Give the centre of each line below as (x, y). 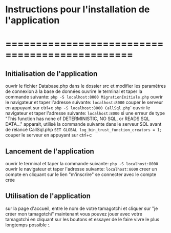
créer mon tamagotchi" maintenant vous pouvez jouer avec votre (74, 213)
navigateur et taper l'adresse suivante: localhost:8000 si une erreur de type (85, 113)
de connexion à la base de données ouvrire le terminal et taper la (74, 91)
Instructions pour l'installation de (78, 9)
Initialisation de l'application (51, 74)
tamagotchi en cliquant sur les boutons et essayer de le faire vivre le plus (82, 219)
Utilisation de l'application (48, 196)
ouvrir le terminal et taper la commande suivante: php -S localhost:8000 (82, 163)
